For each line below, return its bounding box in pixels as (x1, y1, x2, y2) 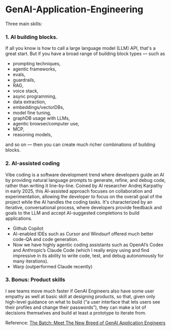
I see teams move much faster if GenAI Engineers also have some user (5, 288, 155, 294)
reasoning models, (12, 132, 52, 138)
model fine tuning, (12, 109, 51, 116)
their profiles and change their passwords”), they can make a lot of (5, 304, 146, 310)
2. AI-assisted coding (5, 160, 60, 167)
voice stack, (12, 88, 38, 94)
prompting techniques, (12, 61, 61, 67)
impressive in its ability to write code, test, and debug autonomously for (12, 252, 164, 259)
